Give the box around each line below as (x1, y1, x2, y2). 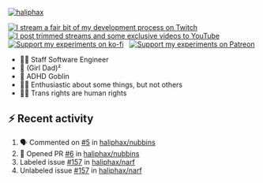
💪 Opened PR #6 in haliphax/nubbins (19, 148, 140, 158)
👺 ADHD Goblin (19, 72, 70, 80)
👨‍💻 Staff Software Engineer (19, 55, 109, 64)
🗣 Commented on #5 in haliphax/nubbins (19, 137, 156, 147)
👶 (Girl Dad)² (19, 63, 62, 73)
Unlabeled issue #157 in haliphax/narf (19, 166, 142, 175)
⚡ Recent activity (8, 112, 94, 125)
